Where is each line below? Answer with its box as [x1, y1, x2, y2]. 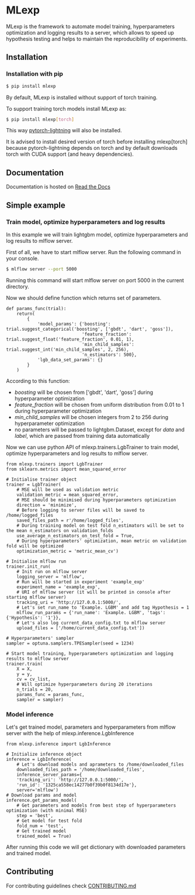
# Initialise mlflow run [6, 558, 67, 564]
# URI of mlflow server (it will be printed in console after [16, 589, 171, 595]
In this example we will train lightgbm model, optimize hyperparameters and [6, 231, 189, 238]
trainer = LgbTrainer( [6, 481, 61, 488]
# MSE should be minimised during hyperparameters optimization [16, 497, 176, 503]
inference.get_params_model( [6, 797, 77, 804]
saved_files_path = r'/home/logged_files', [16, 517, 124, 523]
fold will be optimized [6, 543, 64, 549]
